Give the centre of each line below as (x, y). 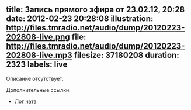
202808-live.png (38, 37)
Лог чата (25, 101)
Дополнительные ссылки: (39, 90)
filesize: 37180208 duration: (126, 55)
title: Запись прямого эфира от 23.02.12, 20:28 (95, 10)
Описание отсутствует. (35, 78)
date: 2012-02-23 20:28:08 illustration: (80, 19)
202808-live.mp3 (39, 55)
